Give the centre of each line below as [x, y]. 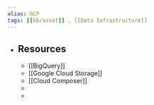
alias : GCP [23, 14]
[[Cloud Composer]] [57, 81]
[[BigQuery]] [46, 66]
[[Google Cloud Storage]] [65, 73]
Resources [42, 49]
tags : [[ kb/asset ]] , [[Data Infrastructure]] [77, 20]
